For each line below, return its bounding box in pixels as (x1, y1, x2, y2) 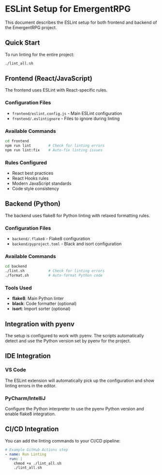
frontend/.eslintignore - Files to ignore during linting (12, 115, 120, 121)
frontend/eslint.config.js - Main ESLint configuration (12, 110, 122, 116)
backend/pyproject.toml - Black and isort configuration (12, 241, 122, 247)
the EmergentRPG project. (5, 24, 57, 30)
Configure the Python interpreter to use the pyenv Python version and (5, 406, 144, 412)
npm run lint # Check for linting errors (5, 143, 105, 148)
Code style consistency (12, 185, 59, 191)
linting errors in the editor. (5, 382, 57, 389)
